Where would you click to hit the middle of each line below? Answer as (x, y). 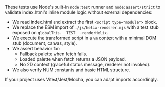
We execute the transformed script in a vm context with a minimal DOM (84, 38)
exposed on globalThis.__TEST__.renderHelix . (60, 33)
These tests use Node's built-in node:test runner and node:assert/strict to (82, 7)
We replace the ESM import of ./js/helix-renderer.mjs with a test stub (85, 27)
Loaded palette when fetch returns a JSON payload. (73, 59)
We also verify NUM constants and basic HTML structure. (71, 70)
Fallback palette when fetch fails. (54, 54)
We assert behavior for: (36, 48)
